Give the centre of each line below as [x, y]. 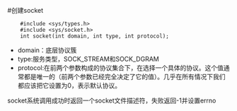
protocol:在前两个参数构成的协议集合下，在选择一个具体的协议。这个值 [121, 68]
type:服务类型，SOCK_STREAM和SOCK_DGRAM [88, 59]
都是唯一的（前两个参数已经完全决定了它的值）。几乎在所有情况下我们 [125, 77]
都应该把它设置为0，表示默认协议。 [69, 86]
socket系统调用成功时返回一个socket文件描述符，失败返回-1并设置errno [112, 100]
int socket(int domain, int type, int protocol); [95, 36]
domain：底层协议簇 [47, 50]
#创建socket [25, 10]
